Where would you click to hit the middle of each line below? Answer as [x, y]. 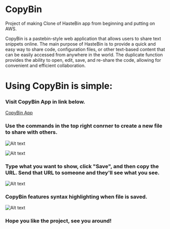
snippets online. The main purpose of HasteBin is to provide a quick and [80, 44]
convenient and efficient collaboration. [45, 65]
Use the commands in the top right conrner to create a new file [84, 126]
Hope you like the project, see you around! [58, 221]
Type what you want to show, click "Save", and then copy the [82, 166]
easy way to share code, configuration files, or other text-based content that [85, 49]
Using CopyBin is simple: [59, 86]
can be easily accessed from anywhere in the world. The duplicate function [84, 55]
